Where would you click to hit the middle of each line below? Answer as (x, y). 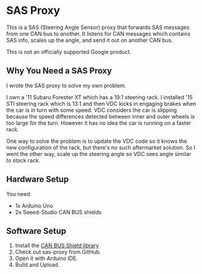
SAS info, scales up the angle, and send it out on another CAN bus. (90, 40)
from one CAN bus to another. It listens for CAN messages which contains (98, 33)
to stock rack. (23, 160)
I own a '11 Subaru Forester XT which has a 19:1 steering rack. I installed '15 (99, 97)
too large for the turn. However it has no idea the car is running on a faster (99, 123)
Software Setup (36, 231)
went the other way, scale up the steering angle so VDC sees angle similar (99, 154)
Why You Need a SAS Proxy (59, 71)
